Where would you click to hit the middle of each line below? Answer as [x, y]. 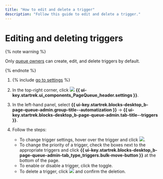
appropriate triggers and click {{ [52, 150]
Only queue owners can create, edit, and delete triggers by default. [72, 61]
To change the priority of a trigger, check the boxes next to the [82, 145]
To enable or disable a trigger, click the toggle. [66, 166]
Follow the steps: [29, 130]
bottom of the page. [40, 160]
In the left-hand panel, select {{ [44, 105]
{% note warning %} [26, 52]
